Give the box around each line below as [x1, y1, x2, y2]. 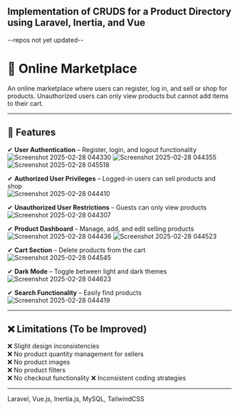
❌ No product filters [7, 366, 66, 374]
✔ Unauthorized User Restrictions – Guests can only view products [7, 203, 207, 212]
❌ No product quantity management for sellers [7, 350, 144, 358]
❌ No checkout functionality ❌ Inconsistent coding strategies [7, 374, 186, 382]
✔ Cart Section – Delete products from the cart [7, 245, 146, 254]
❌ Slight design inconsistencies [7, 342, 100, 350]
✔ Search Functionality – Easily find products [7, 288, 142, 297]
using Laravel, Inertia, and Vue [7, 17, 146, 29]
